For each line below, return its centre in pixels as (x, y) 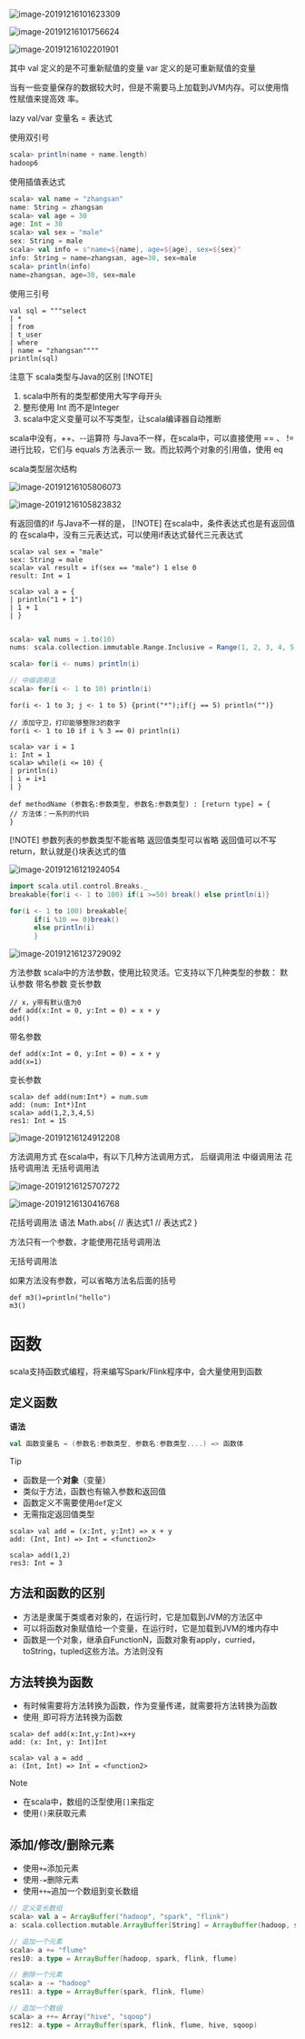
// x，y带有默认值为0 (45, 1003)
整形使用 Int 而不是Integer (71, 407)
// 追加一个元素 (36, 1942)
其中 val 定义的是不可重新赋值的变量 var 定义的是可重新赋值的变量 (133, 68)
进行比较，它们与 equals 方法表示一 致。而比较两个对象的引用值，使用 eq (147, 449)
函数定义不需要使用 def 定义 (73, 1502)
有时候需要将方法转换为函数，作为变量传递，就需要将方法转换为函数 (150, 1706)
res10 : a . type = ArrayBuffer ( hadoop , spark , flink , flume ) (123, 1959)
